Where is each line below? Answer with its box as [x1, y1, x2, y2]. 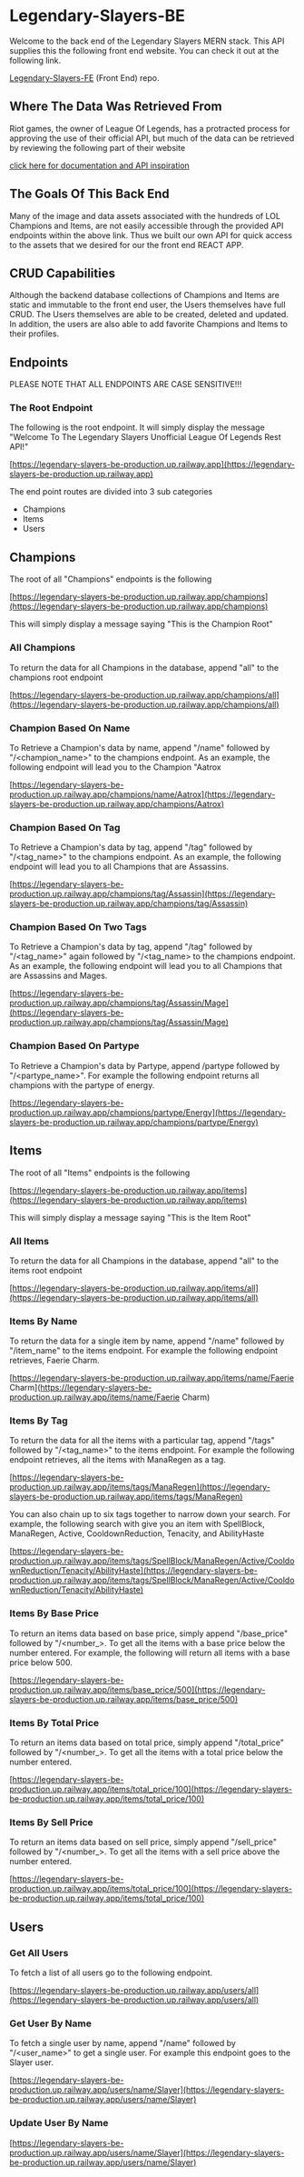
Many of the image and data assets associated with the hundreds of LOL [9, 210, 281, 221]
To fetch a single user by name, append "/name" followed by [9, 2038, 236, 2049]
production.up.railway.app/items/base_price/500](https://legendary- [9, 1683, 266, 1695]
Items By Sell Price [9, 1816, 93, 1828]
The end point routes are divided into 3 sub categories [9, 486, 213, 497]
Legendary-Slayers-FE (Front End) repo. [9, 72, 160, 83]
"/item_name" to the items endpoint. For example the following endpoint [9, 1345, 279, 1356]
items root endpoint [9, 1264, 83, 1275]
